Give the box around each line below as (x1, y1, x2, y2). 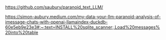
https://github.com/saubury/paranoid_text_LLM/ (5, 4, 103, 10)
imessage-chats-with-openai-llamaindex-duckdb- (5, 19, 108, 25)
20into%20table (5, 30, 38, 35)
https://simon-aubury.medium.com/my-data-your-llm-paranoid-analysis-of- (5, 14, 161, 19)
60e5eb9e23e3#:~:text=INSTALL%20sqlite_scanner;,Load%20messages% (5, 24, 160, 30)
